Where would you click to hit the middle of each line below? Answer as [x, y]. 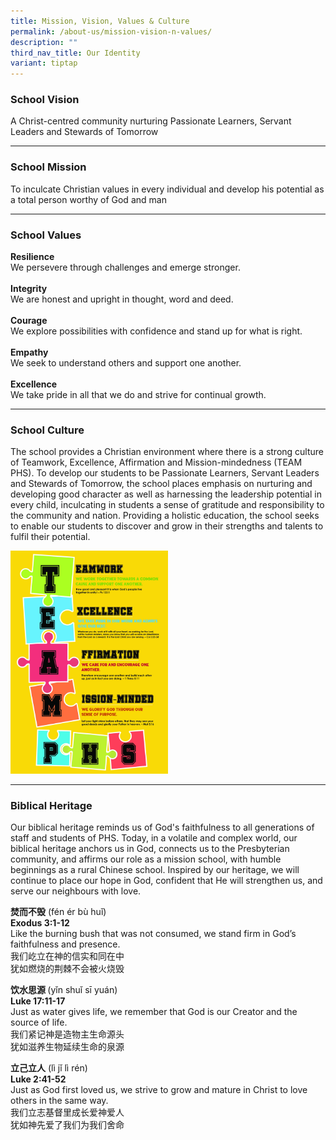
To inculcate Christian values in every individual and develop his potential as [167, 189]
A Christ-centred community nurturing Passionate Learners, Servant [151, 121]
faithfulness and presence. [65, 944]
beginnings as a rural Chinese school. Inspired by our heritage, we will [155, 870]
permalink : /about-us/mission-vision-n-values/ [111, 31]
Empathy [29, 352]
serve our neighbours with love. [76, 891]
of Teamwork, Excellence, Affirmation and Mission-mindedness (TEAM [156, 462]
